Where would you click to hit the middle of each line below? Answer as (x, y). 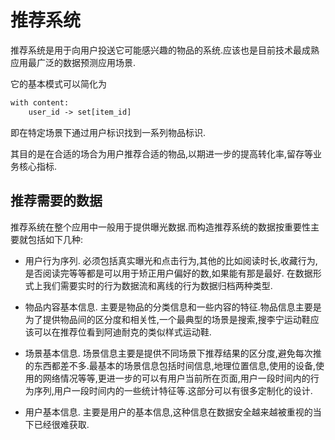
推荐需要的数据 (56, 201)
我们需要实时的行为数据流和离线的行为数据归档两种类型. (157, 285)
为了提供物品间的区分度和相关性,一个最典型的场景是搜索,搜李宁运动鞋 (167, 319)
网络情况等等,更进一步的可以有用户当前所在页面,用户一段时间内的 (176, 378)
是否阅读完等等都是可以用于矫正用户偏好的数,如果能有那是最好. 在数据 (168, 273)
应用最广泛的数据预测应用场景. (73, 62)
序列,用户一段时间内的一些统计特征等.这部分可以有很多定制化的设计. (173, 390)
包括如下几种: (55, 239)
